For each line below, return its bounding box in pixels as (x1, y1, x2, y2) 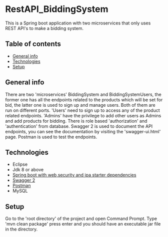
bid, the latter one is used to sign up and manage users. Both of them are (5, 102, 156, 108)
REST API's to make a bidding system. (5, 25, 84, 31)
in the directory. (5, 226, 38, 233)
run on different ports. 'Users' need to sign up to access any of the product (5, 107, 160, 113)
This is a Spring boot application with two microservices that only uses (5, 20, 151, 26)
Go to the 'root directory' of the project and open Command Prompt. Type (5, 216, 157, 222)
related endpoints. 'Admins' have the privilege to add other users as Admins (5, 112, 161, 118)
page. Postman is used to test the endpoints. (5, 134, 97, 140)
